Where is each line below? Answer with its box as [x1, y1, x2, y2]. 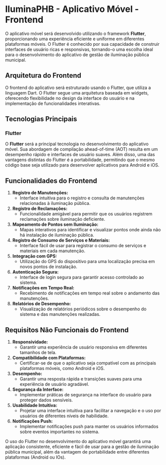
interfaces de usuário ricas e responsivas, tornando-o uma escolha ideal [5, 46, 154, 52]
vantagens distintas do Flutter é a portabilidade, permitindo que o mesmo [5, 157, 155, 163]
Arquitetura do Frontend [5, 71, 82, 80]
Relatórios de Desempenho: [12, 301, 71, 307]
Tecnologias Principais [5, 115, 77, 123]
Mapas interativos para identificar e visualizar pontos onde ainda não [19, 227, 161, 233]
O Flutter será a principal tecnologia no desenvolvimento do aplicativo [5, 141, 149, 147]
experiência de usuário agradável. [19, 381, 89, 387]
